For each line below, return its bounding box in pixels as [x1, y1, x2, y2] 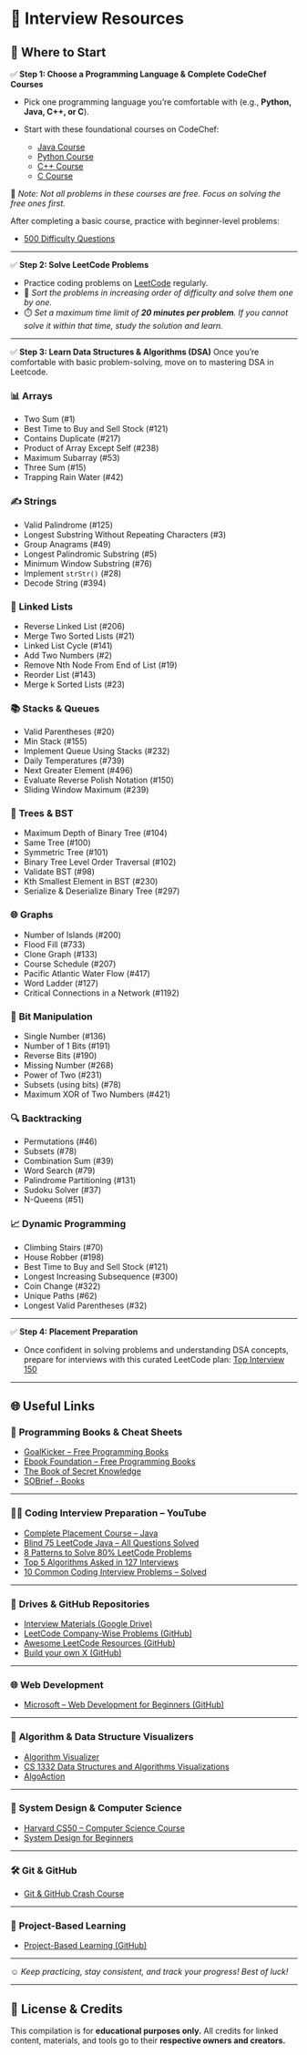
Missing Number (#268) [23, 1060, 114, 1071]
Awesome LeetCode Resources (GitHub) [23, 1637, 176, 1648]
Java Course [36, 141, 86, 152]
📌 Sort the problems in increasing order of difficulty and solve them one [23, 287, 294, 298]
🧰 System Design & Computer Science [10, 1802, 182, 1815]
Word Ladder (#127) [23, 977, 99, 988]
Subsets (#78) [23, 1146, 77, 1157]
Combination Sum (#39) [23, 1156, 115, 1167]
